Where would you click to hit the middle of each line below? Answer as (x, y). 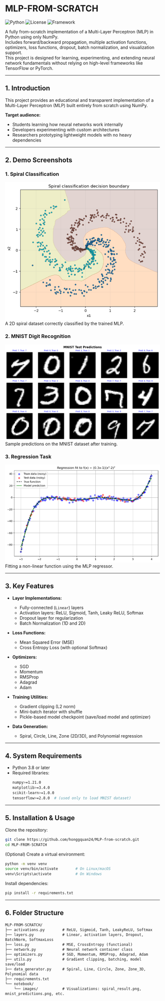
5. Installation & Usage (40, 818)
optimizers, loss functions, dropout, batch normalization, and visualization (80, 47)
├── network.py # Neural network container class (69, 949)
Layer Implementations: (37, 598)
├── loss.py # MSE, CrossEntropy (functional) (69, 944)
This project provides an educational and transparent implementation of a (79, 100)
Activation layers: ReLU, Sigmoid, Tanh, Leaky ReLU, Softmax (82, 613)
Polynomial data (22, 974)
